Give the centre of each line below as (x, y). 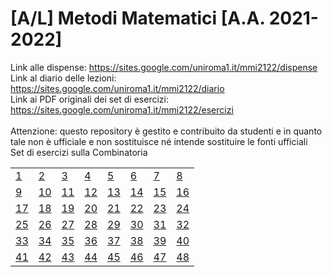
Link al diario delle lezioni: (63, 78)
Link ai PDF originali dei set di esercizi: (89, 99)
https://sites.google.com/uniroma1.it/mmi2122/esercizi (122, 109)
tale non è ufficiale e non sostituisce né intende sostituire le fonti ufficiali (159, 141)
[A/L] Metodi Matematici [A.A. (138, 18)
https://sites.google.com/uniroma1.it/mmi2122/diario (117, 88)
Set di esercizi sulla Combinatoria (79, 152)
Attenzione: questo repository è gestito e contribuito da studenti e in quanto (166, 131)
